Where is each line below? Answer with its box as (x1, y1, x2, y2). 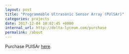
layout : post (5, 7, 32, 12)
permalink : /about (5, 30, 43, 35)
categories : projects (5, 16, 50, 21)
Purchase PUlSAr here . (5, 44, 52, 49)
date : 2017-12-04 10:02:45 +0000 (5, 21, 74, 26)
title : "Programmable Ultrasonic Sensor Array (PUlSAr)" (5, 12, 125, 17)
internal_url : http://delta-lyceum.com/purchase (5, 26, 107, 30)
